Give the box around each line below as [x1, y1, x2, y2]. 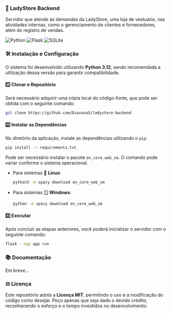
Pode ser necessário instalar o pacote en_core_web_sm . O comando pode [5, 154, 158, 160]
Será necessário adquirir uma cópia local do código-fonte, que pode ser [5, 95, 158, 101]
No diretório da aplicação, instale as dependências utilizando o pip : [5, 135, 147, 141]
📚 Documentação [5, 254, 51, 261]
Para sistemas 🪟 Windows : [12, 189, 72, 195]
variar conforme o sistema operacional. [5, 159, 88, 166]
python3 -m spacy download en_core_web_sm [12, 179, 105, 184]
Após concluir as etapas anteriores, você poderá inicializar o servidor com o [5, 226, 166, 232]
